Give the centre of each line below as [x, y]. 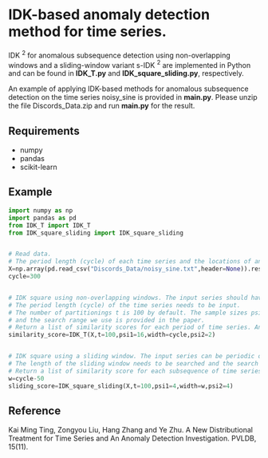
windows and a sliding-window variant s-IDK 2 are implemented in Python [130, 64]
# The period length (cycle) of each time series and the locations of [130, 262]
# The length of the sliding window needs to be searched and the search [134, 364]
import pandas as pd [43, 218]
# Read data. [30, 254]
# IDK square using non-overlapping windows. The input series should [128, 298]
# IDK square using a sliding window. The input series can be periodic [132, 357]
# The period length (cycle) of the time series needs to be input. [124, 305]
